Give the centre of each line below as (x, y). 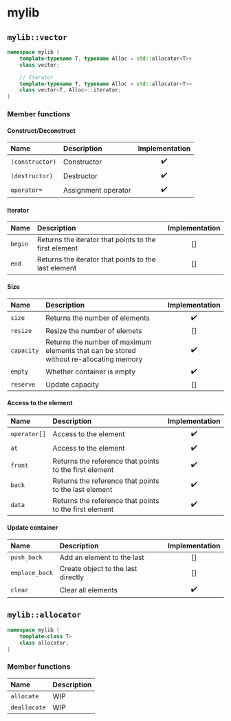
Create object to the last (98, 569)
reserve (23, 384)
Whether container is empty (91, 372)
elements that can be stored (91, 350)
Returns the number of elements (98, 318)
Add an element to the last (102, 557)
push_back (26, 558)
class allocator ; (44, 643)
